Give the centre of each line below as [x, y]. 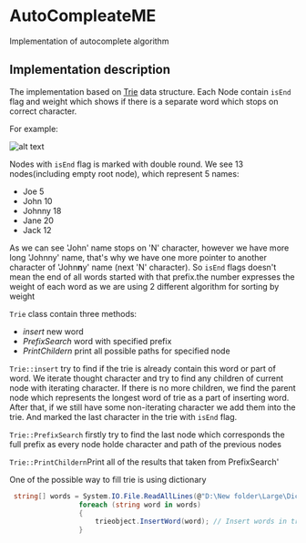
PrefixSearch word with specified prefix [97, 341]
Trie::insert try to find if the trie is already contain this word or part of [143, 368]
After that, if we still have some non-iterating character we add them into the [153, 407]
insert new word [53, 331]
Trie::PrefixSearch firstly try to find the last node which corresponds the [147, 435]
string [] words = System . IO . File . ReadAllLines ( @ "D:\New [122, 496]
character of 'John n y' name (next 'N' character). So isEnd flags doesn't [143, 267]
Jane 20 [38, 220]
